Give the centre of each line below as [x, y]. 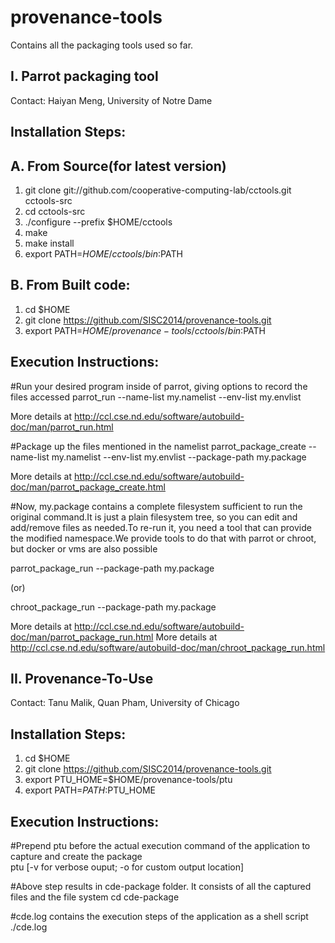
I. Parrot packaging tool [84, 76]
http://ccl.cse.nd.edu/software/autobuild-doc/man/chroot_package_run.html [168, 647]
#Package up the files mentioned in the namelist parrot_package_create [158, 446]
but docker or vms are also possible [84, 548]
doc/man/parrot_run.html [62, 427]
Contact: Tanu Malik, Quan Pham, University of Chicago [125, 703]
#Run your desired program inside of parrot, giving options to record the [159, 386]
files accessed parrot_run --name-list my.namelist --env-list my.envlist [156, 397]
